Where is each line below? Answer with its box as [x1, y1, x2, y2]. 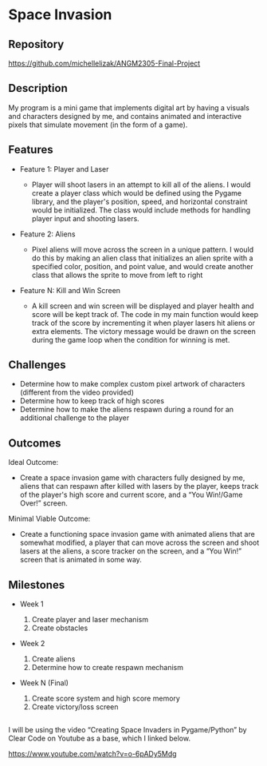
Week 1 [19, 599, 44, 609]
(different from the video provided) [19, 387, 134, 397]
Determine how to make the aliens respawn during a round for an [19, 405, 234, 415]
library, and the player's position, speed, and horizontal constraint [31, 196, 248, 206]
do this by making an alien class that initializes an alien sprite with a [31, 253, 253, 263]
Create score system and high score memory [31, 693, 181, 704]
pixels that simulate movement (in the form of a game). [8, 120, 188, 129]
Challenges [8, 358, 66, 372]
